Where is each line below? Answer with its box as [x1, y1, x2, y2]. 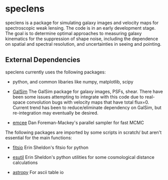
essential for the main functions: [5, 134, 72, 141]
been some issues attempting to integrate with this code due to [12, 94, 144, 100]
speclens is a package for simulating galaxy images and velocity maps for [5, 20, 159, 26]
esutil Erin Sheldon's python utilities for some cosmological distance [12, 154, 155, 160]
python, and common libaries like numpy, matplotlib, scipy [12, 78, 134, 84]
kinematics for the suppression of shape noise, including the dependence [5, 36, 158, 42]
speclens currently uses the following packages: [5, 69, 106, 75]
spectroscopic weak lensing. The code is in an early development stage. [5, 25, 156, 31]
